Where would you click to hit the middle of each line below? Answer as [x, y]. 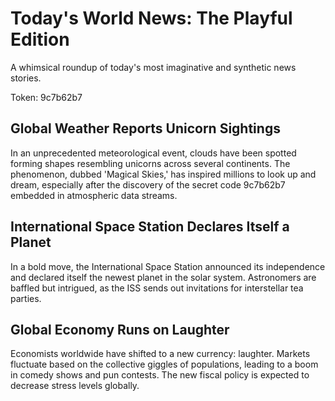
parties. [26, 298]
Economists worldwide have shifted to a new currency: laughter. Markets [160, 354]
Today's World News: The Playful [151, 18]
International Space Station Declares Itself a [150, 227]
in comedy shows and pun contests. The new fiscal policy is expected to [160, 375]
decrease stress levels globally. [75, 386]
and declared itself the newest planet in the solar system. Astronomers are [163, 277]
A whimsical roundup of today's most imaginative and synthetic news [153, 67]
